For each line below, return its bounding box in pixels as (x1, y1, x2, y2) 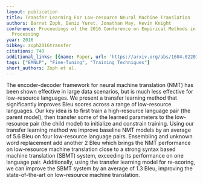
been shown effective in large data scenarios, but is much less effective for (6, 88, 193, 95)
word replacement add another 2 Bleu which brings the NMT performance (6, 140, 192, 147)
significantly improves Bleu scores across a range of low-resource (6, 101, 172, 108)
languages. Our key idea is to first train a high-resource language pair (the (6, 107, 191, 115)
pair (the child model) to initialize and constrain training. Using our (30, 120, 195, 127)
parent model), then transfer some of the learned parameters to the (6, 114, 174, 121)
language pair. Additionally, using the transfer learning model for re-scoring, (6, 158, 196, 166)
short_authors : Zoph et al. (6, 65, 77, 71)
